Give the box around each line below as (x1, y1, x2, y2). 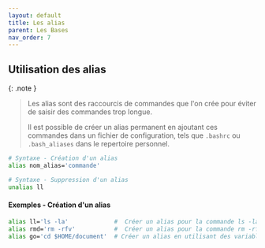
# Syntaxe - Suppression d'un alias (8, 176, 129, 183)
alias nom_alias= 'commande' (8, 161, 101, 169)
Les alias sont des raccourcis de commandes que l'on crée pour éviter (27, 99, 256, 109)
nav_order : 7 (8, 33, 51, 42)
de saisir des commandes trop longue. (27, 107, 152, 117)
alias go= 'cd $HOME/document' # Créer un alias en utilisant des (8, 232, 231, 240)
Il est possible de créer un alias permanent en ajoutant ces (27, 123, 218, 132)
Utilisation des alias (8, 62, 106, 76)
